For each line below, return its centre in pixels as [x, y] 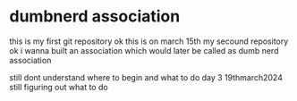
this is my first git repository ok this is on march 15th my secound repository [149, 41]
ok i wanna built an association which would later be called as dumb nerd [144, 50]
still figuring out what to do [59, 87]
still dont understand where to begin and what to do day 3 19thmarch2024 [146, 77]
